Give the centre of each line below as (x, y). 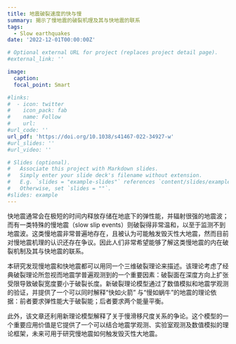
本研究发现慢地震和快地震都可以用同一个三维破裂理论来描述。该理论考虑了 (115, 266)
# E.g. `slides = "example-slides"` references (81, 182)
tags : (15, 27)
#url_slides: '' (31, 143)
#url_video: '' (29, 150)
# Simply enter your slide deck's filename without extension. (105, 176)
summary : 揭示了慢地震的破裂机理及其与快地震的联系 (74, 20)
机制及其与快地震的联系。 (50, 251)
